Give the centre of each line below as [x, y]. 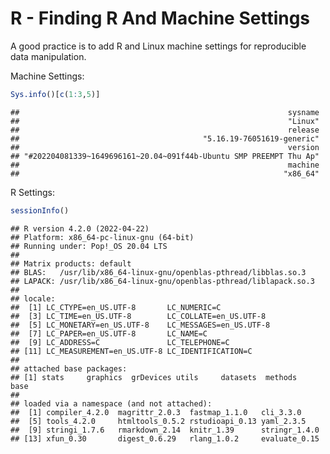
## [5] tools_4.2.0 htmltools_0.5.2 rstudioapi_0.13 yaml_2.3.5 [158, 421]
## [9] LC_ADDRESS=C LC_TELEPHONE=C [120, 342]
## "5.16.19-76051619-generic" [165, 138]
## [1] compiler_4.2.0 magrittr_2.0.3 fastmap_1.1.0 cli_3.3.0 [156, 412]
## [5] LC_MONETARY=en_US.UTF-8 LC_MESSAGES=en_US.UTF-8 [140, 325]
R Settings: [32, 192]
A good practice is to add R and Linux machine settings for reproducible [158, 46]
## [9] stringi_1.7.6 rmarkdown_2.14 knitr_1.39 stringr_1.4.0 [165, 430]
